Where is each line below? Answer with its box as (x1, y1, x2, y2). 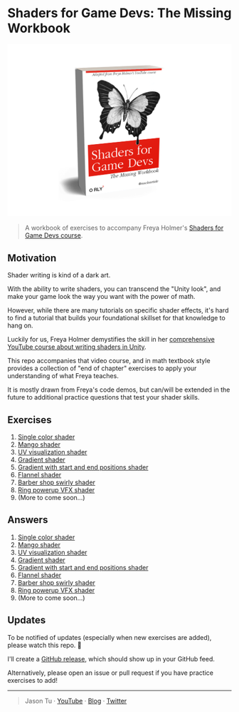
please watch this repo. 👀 (7, 641, 82, 649)
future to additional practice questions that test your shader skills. (7, 393, 200, 402)
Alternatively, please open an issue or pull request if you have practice (7, 668, 213, 677)
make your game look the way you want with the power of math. (7, 293, 196, 301)
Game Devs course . (24, 231, 83, 240)
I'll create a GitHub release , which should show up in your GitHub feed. (7, 654, 216, 663)
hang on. (7, 321, 33, 330)
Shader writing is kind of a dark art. (7, 271, 111, 280)
